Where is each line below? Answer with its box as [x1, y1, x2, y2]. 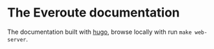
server [7, 36, 26, 43]
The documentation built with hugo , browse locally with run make [7, 28, 192, 36]
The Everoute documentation [7, 5, 180, 21]
